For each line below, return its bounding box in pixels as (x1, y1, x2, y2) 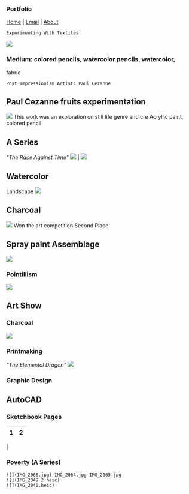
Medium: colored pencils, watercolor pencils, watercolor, (6, 55, 176, 64)
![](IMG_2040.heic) (6, 482, 55, 488)
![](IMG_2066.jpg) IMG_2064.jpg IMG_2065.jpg (6, 472, 121, 478)
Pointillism (6, 270, 38, 278)
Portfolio (6, 5, 32, 13)
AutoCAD (6, 395, 42, 405)
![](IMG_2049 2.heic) (6, 477, 60, 483)
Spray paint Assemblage (6, 239, 100, 250)
